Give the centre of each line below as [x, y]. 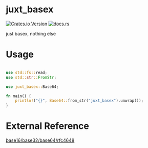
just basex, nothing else [31, 33]
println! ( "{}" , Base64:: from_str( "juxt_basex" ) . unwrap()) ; [79, 101]
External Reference [47, 126]
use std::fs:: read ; [27, 72]
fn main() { [18, 96]
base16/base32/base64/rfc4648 [40, 140]
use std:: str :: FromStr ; [31, 77]
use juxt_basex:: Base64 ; [32, 87]
